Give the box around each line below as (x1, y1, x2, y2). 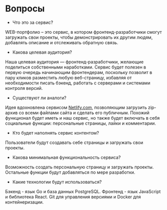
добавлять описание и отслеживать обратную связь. (5, 39, 118, 45)
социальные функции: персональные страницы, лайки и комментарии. (5, 120, 157, 126)
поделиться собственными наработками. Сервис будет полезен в (5, 64, 147, 70)
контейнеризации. (5, 199, 44, 205)
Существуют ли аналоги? (12, 95, 67, 101)
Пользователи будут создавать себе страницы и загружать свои (5, 140, 143, 145)
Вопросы (5, 3, 45, 14)
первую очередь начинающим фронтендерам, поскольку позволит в (5, 69, 153, 75)
